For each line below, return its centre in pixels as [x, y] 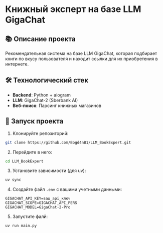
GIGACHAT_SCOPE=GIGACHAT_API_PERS [41, 203]
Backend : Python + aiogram [42, 95]
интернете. [17, 64]
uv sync [13, 180]
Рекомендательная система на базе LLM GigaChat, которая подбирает [81, 53]
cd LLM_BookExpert [24, 161]
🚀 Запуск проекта [34, 121]
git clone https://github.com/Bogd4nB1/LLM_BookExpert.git [68, 142]
